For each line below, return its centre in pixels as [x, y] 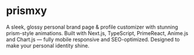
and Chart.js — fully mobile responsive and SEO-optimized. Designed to [93, 39]
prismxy [27, 11]
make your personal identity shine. [48, 46]
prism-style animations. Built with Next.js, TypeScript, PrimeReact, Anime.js [97, 33]
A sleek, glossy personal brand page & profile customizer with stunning [92, 27]
